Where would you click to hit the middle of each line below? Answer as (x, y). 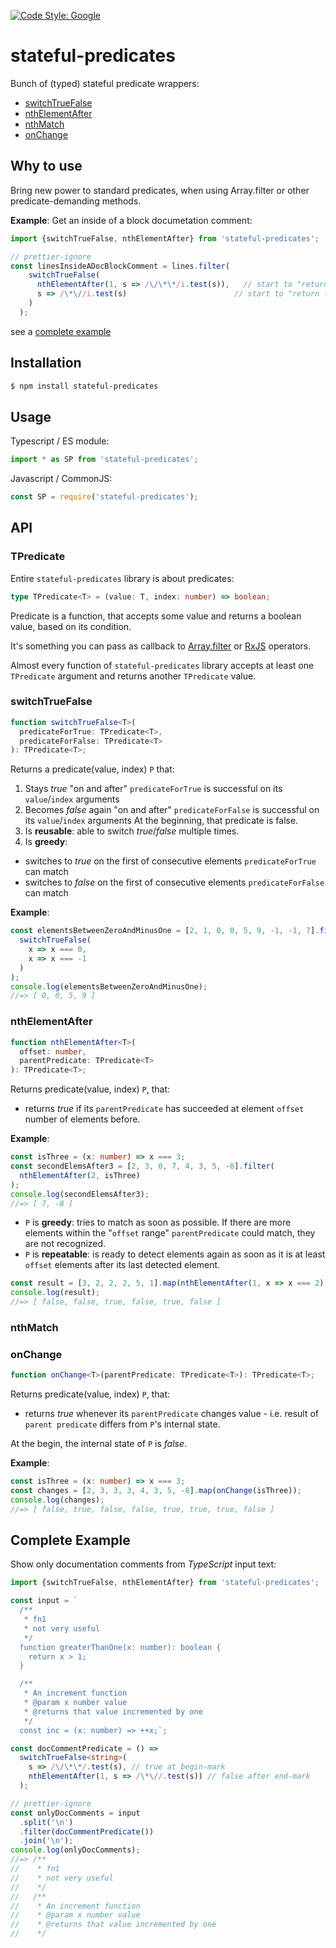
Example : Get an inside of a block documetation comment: (131, 220)
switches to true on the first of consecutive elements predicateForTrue (170, 861)
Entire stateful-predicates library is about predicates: (122, 578)
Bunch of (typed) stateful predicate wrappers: (105, 83)
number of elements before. (82, 1119)
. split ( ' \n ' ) (46, 1822)
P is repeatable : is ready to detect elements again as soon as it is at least (175, 1254)
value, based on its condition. (71, 626)
